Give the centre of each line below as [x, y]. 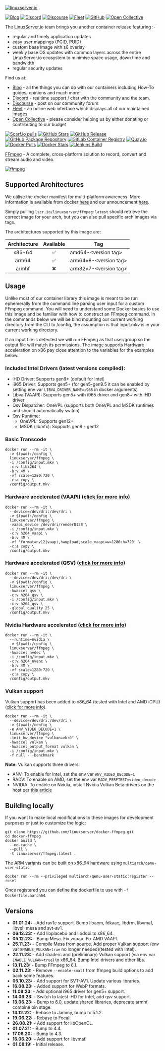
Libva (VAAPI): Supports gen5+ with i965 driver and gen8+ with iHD [82, 394]
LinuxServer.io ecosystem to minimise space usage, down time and [81, 58]
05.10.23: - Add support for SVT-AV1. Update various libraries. [76, 981]
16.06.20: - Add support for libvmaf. [49, 1039]
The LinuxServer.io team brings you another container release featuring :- [81, 27]
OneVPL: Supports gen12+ [47, 421]
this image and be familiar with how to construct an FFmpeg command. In [80, 314]
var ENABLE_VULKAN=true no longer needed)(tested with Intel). [74, 949]
